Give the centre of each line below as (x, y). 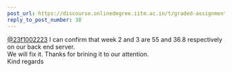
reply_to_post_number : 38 (44, 20)
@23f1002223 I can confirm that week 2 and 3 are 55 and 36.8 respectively (115, 39)
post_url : (21, 13)
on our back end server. (41, 47)
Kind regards (26, 61)
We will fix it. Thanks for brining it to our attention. (78, 54)
